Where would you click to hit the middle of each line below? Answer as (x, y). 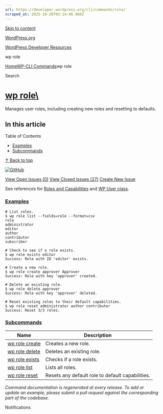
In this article (25, 124)
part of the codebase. (27, 398)
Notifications (18, 407)
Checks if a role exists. (71, 359)
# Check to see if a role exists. (40, 250)
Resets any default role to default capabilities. (98, 375)
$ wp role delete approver (33, 289)
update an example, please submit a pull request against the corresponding (82, 392)
